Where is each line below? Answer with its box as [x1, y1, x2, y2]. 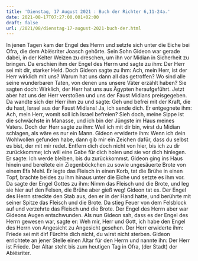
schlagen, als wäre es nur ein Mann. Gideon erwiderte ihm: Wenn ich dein [6, 130, 186, 137]
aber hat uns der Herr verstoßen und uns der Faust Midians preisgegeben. [6, 92, 187, 99]
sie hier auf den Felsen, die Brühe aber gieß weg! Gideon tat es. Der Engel [6, 186, 186, 193]
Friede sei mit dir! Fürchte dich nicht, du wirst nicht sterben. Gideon [6, 231, 170, 238]
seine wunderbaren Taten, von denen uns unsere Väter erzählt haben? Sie [6, 79, 187, 87]
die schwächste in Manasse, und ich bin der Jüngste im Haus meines [6, 117, 175, 125]
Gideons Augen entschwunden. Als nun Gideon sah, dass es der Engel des [6, 212, 189, 219]
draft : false [6, 20, 38, 26]
